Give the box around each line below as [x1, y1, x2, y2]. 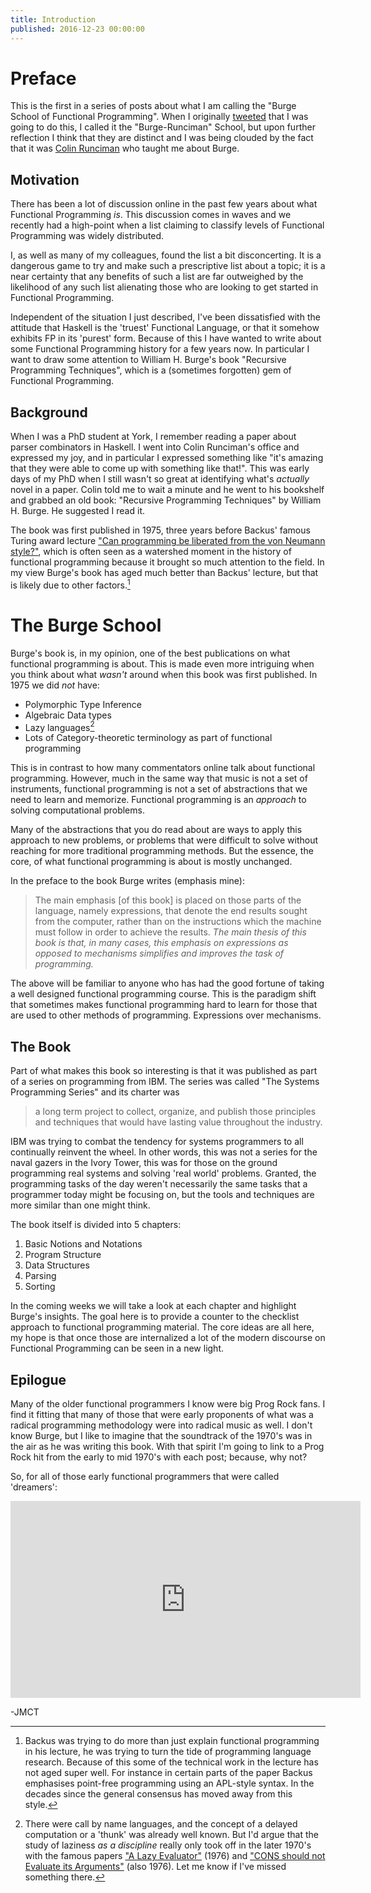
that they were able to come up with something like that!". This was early [10, 462, 310, 475]
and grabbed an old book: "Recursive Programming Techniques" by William [10, 494, 322, 506]
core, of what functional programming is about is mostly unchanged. [10, 856, 293, 868]
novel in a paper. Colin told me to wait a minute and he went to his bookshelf [10, 484, 325, 496]
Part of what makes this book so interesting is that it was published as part [10, 1065, 318, 1077]
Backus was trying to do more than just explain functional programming [24, 1734, 320, 1746]
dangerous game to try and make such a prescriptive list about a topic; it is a [10, 260, 326, 272]
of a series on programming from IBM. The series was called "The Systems [10, 1076, 320, 1088]
